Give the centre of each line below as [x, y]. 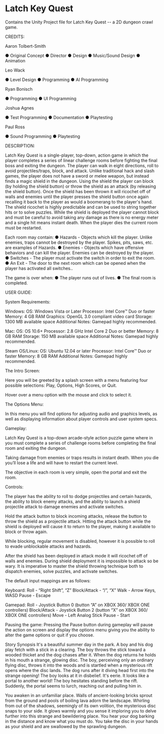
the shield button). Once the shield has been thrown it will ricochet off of [78, 191]
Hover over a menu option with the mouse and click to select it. [69, 395]
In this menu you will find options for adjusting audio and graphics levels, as [81, 414]
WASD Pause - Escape [28, 595]
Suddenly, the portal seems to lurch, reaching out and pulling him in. [74, 686]
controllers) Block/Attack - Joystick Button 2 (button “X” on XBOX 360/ [76, 610]
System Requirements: [28, 302]
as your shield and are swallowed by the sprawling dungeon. [66, 726]
